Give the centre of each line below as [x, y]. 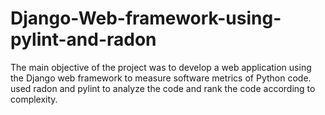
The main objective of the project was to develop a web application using [161, 67]
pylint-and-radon [83, 39]
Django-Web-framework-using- [146, 18]
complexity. [34, 99]
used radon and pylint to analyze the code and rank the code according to [163, 88]
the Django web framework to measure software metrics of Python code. [161, 78]
